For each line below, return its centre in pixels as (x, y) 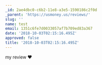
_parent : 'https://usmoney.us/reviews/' (48, 15)
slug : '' (14, 19)
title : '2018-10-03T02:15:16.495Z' (42, 43)
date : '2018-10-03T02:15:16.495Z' (41, 33)
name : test (16, 24)
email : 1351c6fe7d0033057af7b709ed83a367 (49, 29)
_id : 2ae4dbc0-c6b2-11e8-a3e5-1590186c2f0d (51, 10)
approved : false (22, 38)
